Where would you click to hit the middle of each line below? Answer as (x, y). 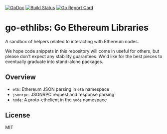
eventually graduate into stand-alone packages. (54, 62)
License (18, 115)
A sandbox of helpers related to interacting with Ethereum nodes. (72, 41)
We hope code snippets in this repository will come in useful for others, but (82, 51)
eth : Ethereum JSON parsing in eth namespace (61, 89)
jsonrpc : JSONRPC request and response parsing (63, 94)
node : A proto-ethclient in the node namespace (60, 100)
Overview (21, 77)
